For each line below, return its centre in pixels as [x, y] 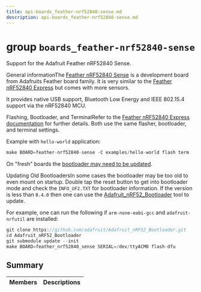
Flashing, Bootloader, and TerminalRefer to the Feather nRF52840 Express [98, 117]
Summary [25, 265]
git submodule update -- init [43, 241]
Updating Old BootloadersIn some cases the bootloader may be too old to [97, 176]
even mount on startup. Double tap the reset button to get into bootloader [97, 182]
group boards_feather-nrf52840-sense [100, 47]
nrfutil [16, 220]
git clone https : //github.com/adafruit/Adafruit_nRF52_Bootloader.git [96, 230]
